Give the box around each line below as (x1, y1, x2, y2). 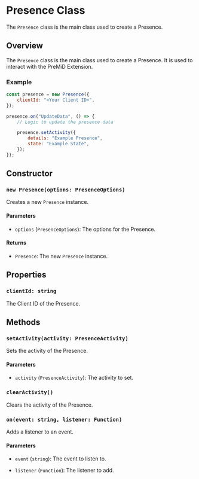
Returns (6, 239, 27, 246)
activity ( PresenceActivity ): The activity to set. (14, 374, 133, 382)
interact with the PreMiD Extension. (6, 63, 93, 70)
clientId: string (6, 288, 57, 295)
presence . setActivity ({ (17, 130, 76, 136)
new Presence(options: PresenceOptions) (6, 187, 125, 193)
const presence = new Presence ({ (6, 91, 90, 97)
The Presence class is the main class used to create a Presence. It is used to (6, 56, 193, 63)
